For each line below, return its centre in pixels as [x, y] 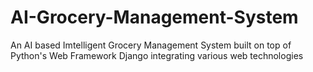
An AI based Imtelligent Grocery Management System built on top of [151, 45]
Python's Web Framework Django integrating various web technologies [157, 55]
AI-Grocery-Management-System [154, 17]
